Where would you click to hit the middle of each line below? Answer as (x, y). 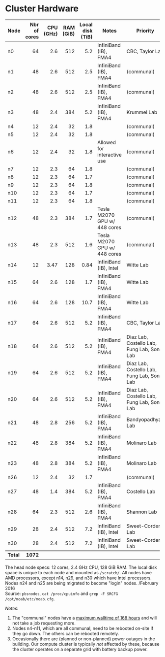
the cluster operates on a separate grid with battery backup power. (80, 649)
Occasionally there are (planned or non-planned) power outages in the (84, 639)
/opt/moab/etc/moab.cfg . (30, 599)
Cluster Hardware (42, 9)
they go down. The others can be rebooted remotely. (66, 634)
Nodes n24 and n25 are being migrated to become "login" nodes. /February (82, 583)
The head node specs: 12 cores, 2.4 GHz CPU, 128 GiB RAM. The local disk (81, 567)
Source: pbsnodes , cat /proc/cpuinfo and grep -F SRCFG (62, 593)
